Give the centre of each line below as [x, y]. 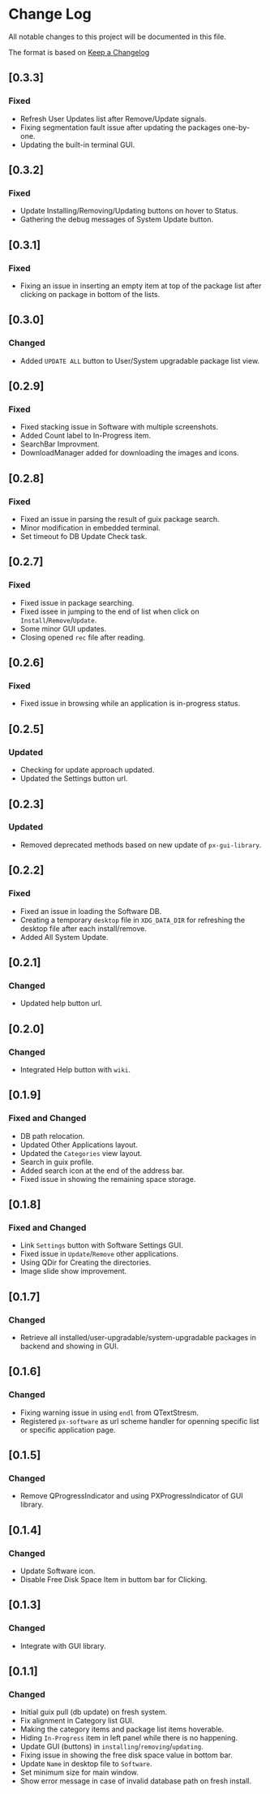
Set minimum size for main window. [79, 1772]
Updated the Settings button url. [74, 778]
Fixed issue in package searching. [77, 602]
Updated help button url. [61, 1003]
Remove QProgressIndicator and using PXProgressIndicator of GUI [131, 1496]
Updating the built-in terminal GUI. [77, 144]
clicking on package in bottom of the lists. [90, 294]
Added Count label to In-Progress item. [86, 436]
